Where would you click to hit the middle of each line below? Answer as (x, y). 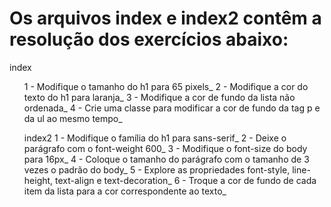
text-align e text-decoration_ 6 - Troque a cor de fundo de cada (186, 180)
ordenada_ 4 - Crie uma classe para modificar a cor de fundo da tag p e (172, 108)
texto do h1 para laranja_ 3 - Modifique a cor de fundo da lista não (159, 97)
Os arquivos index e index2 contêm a (165, 18)
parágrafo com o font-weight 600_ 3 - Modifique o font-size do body (165, 148)
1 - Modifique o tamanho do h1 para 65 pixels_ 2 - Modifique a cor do (166, 86)
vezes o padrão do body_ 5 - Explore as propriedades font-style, (157, 169)
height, (38, 180)
